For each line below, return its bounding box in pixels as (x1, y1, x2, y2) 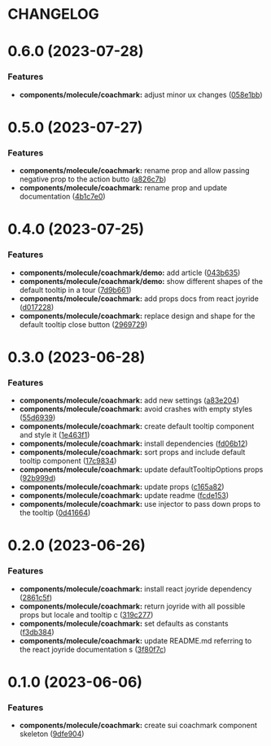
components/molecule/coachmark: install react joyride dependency (19, 583, 252, 594)
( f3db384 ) (19, 627, 55, 637)
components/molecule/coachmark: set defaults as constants (19, 618, 229, 628)
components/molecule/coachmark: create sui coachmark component (19, 721, 258, 731)
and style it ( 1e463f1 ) (19, 430, 90, 440)
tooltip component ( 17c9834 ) (19, 456, 117, 466)
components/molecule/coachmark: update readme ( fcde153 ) (19, 491, 229, 500)
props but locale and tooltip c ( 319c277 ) (19, 609, 154, 619)
